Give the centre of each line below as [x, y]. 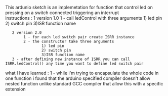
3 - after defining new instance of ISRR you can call [71, 59]
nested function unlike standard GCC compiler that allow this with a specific [84, 84]
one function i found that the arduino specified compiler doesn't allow [78, 78]
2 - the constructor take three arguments [69, 41]
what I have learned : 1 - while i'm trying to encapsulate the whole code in [82, 73]
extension [16, 89]
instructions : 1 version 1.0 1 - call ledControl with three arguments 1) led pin [84, 18]
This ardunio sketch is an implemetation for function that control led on [79, 7]
